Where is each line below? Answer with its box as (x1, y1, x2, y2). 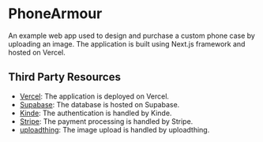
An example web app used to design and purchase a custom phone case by (8, 31, 255, 40)
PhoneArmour (8, 5, 103, 23)
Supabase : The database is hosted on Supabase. (19, 99, 180, 109)
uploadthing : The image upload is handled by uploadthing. (19, 125, 210, 134)
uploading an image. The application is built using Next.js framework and (8, 39, 246, 48)
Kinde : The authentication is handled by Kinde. (19, 108, 172, 118)
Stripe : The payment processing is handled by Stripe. (19, 116, 193, 126)
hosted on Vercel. (8, 47, 66, 57)
